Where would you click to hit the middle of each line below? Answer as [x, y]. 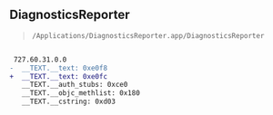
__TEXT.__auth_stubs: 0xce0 [75, 85]
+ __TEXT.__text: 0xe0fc [58, 76]
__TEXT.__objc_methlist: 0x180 [81, 93]
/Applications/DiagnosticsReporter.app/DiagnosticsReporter [148, 35]
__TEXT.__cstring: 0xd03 [69, 102]
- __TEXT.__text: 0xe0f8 [58, 68]
